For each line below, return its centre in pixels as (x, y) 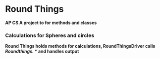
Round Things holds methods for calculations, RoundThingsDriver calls (80, 46)
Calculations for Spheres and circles (50, 35)
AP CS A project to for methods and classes (51, 23)
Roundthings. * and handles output (42, 51)
